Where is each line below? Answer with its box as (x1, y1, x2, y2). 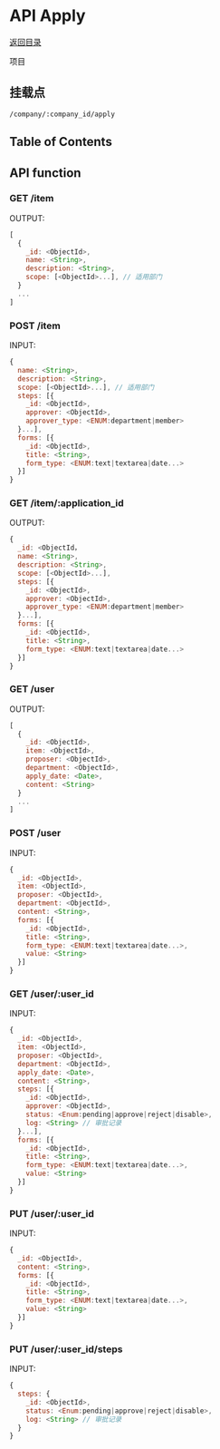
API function (9, 165, 81, 180)
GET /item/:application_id (9, 497, 124, 510)
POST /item (9, 319, 61, 332)
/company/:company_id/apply (9, 110, 116, 119)
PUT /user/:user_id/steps (9, 1343, 123, 1356)
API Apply (9, 5, 86, 26)
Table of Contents (9, 134, 113, 150)
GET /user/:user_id (9, 987, 94, 1000)
